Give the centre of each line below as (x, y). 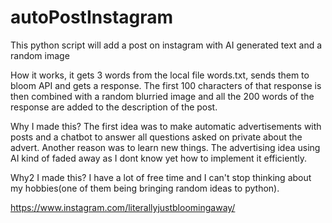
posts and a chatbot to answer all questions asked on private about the (156, 137)
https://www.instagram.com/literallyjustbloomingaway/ (123, 207)
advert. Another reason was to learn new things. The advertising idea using (165, 147)
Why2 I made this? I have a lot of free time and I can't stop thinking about (161, 177)
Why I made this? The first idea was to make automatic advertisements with (166, 126)
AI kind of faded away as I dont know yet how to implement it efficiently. (158, 158)
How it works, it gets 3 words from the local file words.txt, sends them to (160, 75)
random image (40, 55)
